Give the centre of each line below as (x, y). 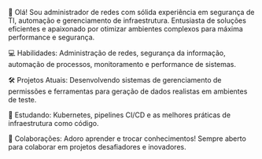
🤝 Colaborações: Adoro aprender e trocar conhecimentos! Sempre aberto (127, 139)
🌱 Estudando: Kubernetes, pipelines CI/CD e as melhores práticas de (119, 115)
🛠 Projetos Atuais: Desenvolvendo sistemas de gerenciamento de (115, 80)
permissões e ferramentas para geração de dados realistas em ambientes (128, 91)
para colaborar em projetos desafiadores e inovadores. (97, 147)
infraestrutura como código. (54, 123)
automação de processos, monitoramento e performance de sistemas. (122, 64)
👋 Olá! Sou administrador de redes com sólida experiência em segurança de (131, 12)
